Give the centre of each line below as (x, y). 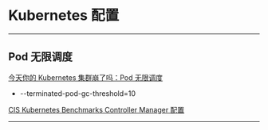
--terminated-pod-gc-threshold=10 (78, 93)
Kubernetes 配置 (64, 15)
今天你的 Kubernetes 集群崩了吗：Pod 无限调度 (86, 77)
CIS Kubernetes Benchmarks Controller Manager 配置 (97, 109)
